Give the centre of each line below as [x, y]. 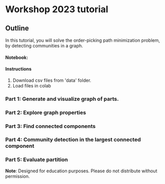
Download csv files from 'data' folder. [52, 80]
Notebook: [17, 57]
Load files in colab [32, 85]
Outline [17, 28]
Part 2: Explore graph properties [46, 112]
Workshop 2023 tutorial [57, 9]
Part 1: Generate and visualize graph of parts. [62, 99]
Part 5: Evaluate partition [37, 160]
